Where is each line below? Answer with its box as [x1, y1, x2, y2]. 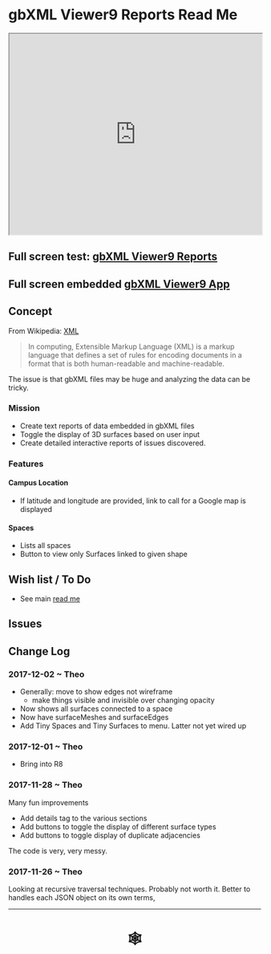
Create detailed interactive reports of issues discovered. [19, 438, 206, 448]
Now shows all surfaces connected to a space [19, 704, 173, 714]
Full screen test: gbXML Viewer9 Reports [8, 250, 218, 264]
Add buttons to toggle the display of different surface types [19, 821, 216, 831]
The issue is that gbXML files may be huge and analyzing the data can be [8, 374, 251, 383]
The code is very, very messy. [8, 845, 108, 855]
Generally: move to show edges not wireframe [19, 687, 173, 697]
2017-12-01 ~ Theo [8, 741, 83, 752]
